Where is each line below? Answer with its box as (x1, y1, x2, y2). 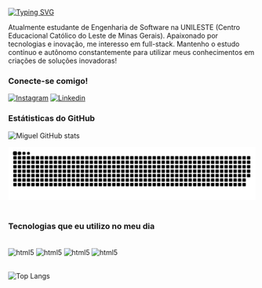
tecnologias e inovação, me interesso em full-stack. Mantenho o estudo (8, 39, 240, 49)
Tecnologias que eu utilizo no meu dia (8, 221, 155, 231)
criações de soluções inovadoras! (8, 56, 118, 65)
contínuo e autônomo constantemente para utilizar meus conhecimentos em (8, 48, 255, 57)
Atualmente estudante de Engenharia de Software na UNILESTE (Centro (8, 23, 241, 31)
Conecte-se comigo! (8, 75, 89, 86)
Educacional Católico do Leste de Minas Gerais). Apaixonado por (8, 31, 218, 40)
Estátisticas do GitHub (8, 113, 96, 124)
